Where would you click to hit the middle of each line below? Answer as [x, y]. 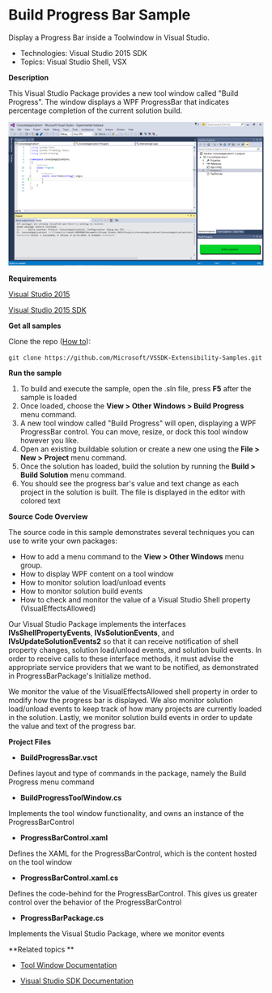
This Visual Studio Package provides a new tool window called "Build [123, 93]
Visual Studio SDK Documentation [76, 981]
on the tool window [40, 861]
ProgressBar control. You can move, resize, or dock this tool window [134, 431]
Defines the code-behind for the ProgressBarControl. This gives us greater [133, 893]
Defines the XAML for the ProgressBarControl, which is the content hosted [133, 853]
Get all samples [35, 326]
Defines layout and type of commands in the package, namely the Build [127, 773]
